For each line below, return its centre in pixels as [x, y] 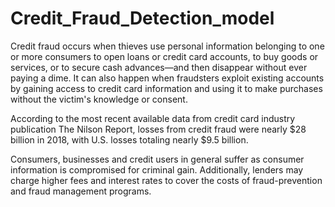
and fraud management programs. [81, 191]
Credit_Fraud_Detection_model [142, 18]
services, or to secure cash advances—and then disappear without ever [159, 67]
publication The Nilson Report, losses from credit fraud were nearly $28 [158, 129]
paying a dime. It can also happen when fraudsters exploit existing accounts [167, 78]
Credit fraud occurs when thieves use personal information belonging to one [167, 46]
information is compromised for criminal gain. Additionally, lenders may [157, 169]
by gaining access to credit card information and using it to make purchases [166, 88]
